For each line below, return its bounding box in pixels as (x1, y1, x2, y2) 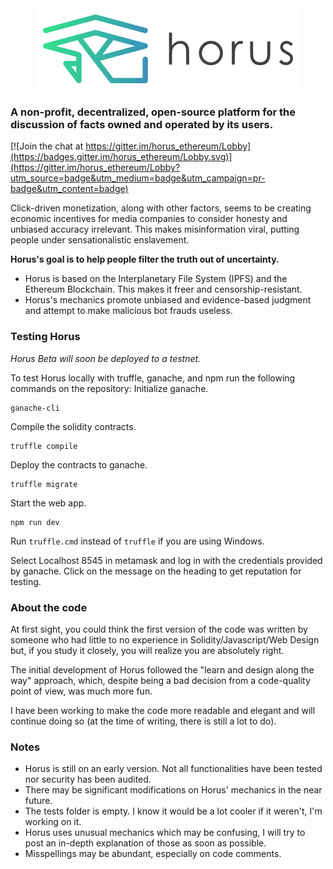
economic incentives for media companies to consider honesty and (10, 213, 288, 225)
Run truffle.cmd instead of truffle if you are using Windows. (10, 535, 265, 547)
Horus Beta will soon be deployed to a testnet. (10, 352, 202, 364)
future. (24, 795, 53, 807)
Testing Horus (10, 330, 81, 344)
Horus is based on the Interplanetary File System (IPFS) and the (24, 273, 288, 285)
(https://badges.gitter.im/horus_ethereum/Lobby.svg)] (10, 151, 233, 163)
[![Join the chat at (10, 140, 84, 152)
